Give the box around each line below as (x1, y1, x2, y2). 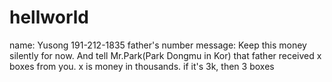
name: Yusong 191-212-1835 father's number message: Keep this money (9, 39, 307, 51)
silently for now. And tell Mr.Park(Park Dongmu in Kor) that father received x (9, 49, 322, 61)
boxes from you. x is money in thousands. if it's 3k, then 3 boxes (9, 60, 275, 72)
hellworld (9, 6, 89, 29)
